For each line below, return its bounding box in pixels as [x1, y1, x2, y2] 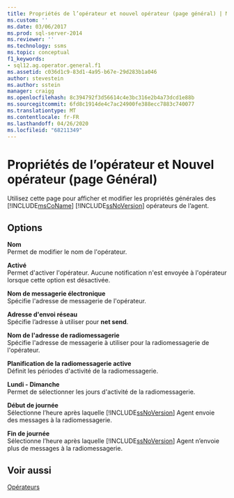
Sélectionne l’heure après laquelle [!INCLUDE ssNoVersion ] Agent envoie [7, 408, 215, 417]
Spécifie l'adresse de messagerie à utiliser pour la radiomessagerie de [7, 339, 210, 347]
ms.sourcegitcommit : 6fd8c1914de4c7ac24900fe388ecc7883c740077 [7, 101, 195, 108]
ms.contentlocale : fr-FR [7, 113, 79, 120]
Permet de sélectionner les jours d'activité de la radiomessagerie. [7, 387, 196, 396]
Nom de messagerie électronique [7, 289, 106, 298]
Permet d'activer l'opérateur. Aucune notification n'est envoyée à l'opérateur [7, 268, 228, 277]
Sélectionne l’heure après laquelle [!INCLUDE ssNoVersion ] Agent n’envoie [7, 437, 219, 445]
